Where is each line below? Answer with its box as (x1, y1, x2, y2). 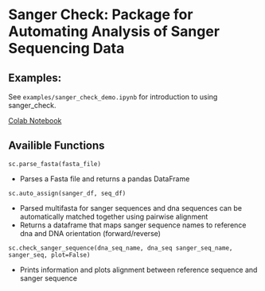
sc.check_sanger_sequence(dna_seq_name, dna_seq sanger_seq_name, (8, 244, 233, 252)
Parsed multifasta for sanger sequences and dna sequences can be (19, 203, 243, 212)
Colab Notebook (8, 116, 62, 125)
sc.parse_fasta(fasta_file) (8, 160, 102, 168)
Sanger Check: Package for (8, 6, 193, 24)
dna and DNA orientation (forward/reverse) (19, 228, 162, 238)
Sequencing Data (8, 40, 125, 57)
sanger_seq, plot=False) (8, 250, 91, 259)
